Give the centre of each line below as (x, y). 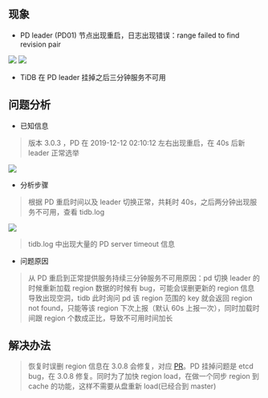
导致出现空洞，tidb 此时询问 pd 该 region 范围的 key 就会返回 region (140, 298)
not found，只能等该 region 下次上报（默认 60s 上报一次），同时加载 (140, 308)
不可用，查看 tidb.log (70, 211)
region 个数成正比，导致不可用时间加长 (108, 318)
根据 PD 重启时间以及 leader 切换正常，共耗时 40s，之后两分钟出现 (139, 202)
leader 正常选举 (54, 153)
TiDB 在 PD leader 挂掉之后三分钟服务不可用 (93, 77)
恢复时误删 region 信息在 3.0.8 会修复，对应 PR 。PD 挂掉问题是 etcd (141, 366)
